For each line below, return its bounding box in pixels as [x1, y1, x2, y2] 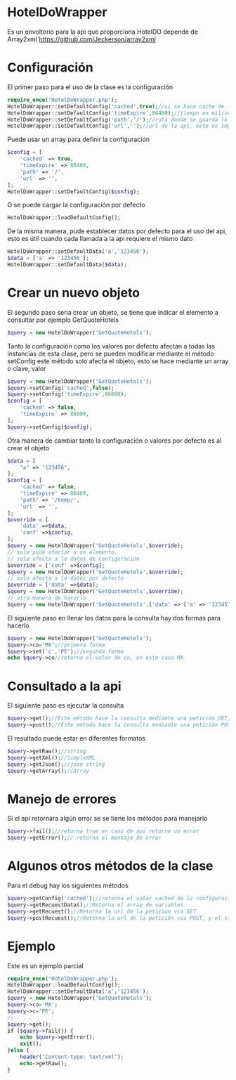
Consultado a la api [7, 678, 122, 694]
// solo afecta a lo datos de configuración [7, 555, 140, 562]
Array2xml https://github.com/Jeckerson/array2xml [7, 34, 156, 43]
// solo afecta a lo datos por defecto [7, 575, 124, 582]
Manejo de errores [7, 791, 117, 807]
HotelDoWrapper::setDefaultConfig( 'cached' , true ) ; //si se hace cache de [7, 103, 225, 110]
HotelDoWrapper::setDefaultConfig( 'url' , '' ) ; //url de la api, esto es [7, 122, 218, 130]
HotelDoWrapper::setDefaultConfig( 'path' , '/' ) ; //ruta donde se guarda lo [7, 116, 228, 123]
